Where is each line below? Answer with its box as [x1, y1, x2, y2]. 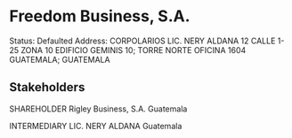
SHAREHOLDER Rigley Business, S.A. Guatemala [9, 103, 188, 114]
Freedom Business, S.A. [9, 6, 191, 27]
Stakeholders [9, 80, 85, 95]
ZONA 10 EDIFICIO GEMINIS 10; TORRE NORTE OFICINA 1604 [20, 44, 247, 55]
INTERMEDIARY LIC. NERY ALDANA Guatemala [9, 120, 182, 131]
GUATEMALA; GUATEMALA [9, 54, 110, 65]
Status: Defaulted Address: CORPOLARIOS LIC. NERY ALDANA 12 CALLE [9, 35, 276, 46]
